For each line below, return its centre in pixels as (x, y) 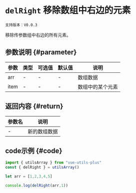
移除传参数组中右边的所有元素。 (38, 35)
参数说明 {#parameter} (41, 53)
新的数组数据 (43, 131)
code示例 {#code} (34, 151)
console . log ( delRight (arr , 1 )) (37, 185)
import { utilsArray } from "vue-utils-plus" (53, 163)
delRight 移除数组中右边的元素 (68, 10)
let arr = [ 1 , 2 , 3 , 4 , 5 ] (29, 176)
